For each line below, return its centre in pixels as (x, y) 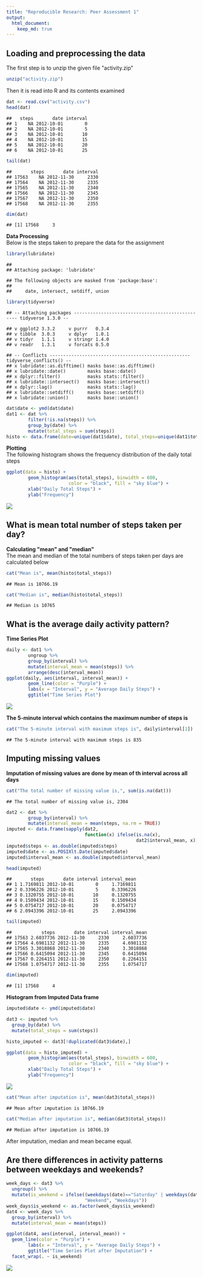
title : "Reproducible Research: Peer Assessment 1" (72, 12)
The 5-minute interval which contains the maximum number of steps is (97, 718)
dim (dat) (17, 214)
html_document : (31, 23)
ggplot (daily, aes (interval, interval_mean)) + (67, 678)
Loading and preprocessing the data (76, 53)
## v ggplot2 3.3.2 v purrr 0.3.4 (58, 329)
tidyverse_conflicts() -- (39, 361)
